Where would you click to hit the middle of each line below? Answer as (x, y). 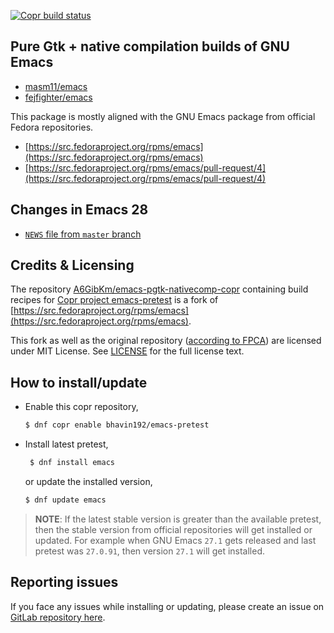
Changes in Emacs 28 (79, 210)
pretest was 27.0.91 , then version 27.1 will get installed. (150, 551)
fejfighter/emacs (58, 97)
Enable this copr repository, (81, 407)
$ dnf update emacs (65, 500)
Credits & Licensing (72, 265)
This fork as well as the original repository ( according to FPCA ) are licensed (166, 341)
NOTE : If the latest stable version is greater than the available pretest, (178, 519)
